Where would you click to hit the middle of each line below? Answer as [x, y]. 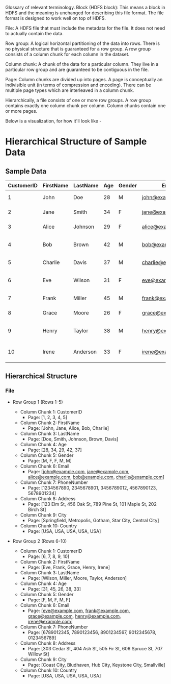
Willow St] [38, 654]
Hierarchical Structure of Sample [76, 142]
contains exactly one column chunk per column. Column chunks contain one [85, 106]
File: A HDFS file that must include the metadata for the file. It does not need [85, 28]
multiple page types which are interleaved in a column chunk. [70, 90]
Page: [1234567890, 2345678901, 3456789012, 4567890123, [92, 487]
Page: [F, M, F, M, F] [49, 600]
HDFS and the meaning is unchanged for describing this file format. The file [84, 13]
